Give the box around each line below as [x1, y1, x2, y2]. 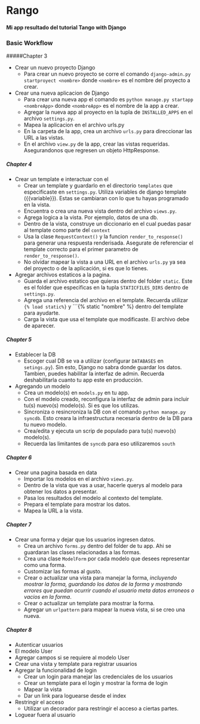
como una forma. [23, 561, 66, 568]
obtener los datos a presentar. [23, 488, 98, 495]
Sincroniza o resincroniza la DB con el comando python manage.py [23, 408, 186, 415]
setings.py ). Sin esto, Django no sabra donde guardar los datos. [23, 364, 182, 371]
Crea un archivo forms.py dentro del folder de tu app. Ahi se [23, 542, 171, 549]
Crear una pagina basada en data [14, 469, 97, 476]
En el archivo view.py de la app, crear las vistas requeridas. [23, 140, 170, 147]
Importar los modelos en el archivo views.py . [23, 475, 134, 482]
